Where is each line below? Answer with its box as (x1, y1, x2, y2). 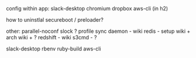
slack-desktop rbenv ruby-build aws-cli (6, 45, 101, 52)
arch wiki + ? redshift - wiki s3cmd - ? (6, 34, 97, 40)
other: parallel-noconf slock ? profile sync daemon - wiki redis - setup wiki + (6, 28, 191, 35)
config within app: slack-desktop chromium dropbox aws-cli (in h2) (6, 5, 169, 12)
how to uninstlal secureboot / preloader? (6, 16, 104, 23)
